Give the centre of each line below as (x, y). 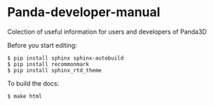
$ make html (25, 96)
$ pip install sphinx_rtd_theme (54, 70)
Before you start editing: (42, 45)
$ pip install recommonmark (48, 64)
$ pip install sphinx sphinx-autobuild (66, 58)
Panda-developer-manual (84, 12)
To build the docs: (33, 83)
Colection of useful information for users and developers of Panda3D (107, 32)
